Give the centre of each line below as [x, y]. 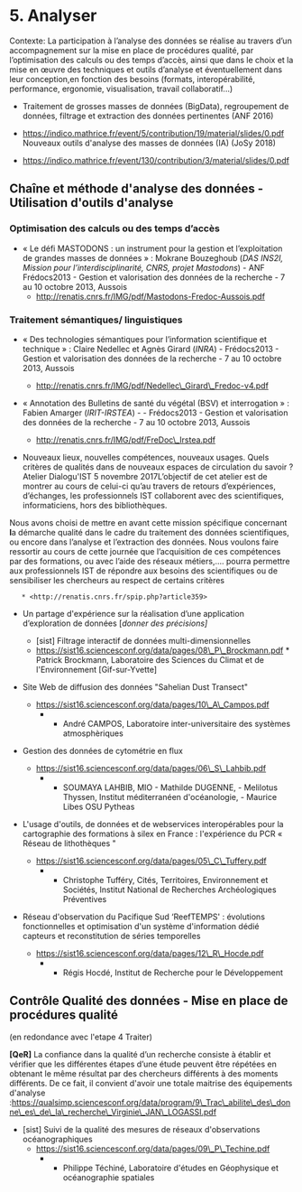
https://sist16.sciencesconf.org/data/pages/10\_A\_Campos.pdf [152, 704]
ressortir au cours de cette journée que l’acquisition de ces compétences [145, 551]
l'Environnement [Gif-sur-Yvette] [96, 669]
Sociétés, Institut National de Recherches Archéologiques [169, 889]
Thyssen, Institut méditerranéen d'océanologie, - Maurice [170, 796]
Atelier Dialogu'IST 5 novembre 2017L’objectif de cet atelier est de [145, 476]
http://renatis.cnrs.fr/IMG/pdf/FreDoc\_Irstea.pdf [126, 440]
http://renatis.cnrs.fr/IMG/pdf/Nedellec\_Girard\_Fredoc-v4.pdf [152, 386]
